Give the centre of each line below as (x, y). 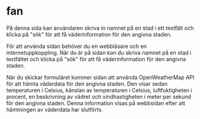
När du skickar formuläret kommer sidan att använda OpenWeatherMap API (101, 77)
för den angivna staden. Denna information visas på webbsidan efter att (96, 103)
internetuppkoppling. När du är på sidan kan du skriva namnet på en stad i (99, 52)
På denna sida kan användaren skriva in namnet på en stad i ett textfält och (100, 28)
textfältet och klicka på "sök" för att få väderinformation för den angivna (96, 59)
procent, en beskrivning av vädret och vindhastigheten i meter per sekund (99, 97)
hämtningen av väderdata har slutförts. (55, 109)
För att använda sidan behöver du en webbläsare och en (77, 46)
